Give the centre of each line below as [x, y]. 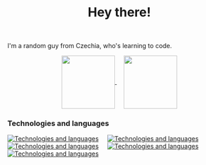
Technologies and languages [58, 123]
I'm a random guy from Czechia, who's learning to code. [90, 45]
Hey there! [119, 12]
